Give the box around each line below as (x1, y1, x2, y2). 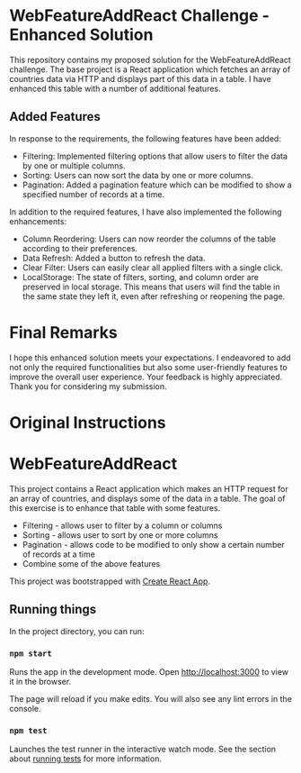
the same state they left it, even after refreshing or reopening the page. (22, 290, 286, 302)
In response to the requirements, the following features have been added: (9, 132, 281, 144)
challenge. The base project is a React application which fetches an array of (9, 64, 291, 75)
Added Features (9, 109, 102, 124)
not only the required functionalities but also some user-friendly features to (9, 361, 288, 372)
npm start (9, 648, 52, 659)
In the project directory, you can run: (9, 625, 145, 636)
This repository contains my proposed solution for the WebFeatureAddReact (9, 54, 292, 65)
